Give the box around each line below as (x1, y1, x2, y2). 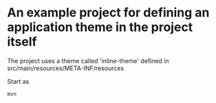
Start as (7, 77, 30, 85)
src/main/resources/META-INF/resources (7, 64, 125, 72)
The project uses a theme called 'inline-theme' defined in (7, 56, 170, 65)
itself (7, 34, 37, 49)
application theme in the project (7, 19, 193, 35)
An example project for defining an (7, 5, 210, 21)
